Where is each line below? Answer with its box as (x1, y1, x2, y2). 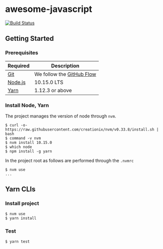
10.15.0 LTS (34, 79, 64, 86)
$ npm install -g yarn (5, 148, 52, 154)
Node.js (7, 79, 26, 86)
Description (51, 62, 80, 69)
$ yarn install (5, 216, 37, 221)
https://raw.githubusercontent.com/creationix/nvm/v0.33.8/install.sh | (5, 127, 159, 132)
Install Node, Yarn (5, 102, 49, 109)
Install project (5, 200, 39, 207)
